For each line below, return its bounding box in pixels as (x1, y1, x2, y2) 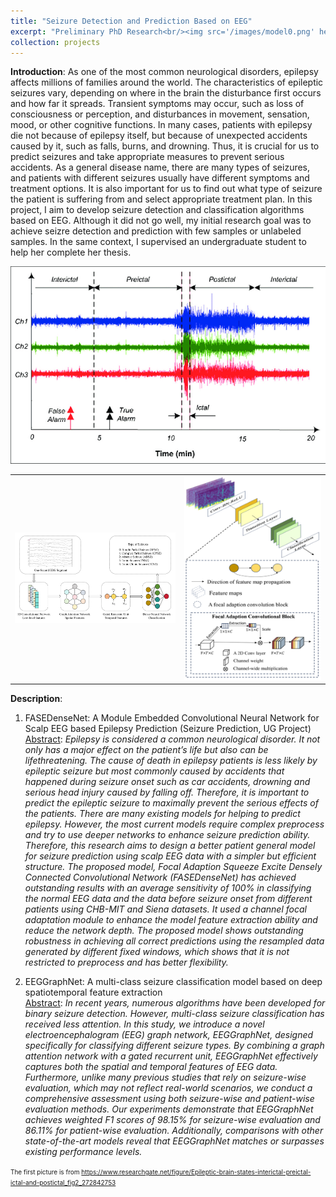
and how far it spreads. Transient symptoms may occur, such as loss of (10, 98, 305, 110)
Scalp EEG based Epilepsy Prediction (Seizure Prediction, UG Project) (24, 723, 312, 735)
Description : (10, 693, 63, 705)
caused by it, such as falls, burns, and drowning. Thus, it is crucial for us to (10, 140, 320, 152)
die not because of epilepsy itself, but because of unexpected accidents (10, 130, 308, 142)
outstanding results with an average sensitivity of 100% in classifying (24, 882, 312, 894)
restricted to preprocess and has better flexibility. (24, 956, 229, 969)
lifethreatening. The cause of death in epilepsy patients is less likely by (24, 755, 318, 767)
